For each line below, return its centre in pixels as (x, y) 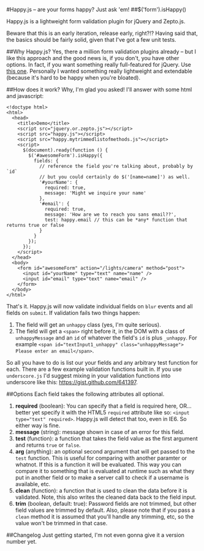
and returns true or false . (48, 445)
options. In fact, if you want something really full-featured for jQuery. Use (99, 65)
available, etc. (33, 484)
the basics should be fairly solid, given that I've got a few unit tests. (91, 40)
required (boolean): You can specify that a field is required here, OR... (103, 406)
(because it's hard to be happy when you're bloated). (74, 78)
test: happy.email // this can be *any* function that (116, 220)
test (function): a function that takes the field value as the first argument (106, 439)
